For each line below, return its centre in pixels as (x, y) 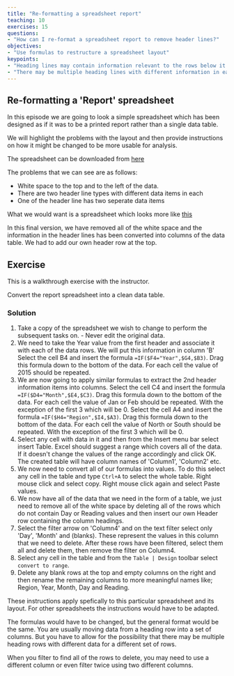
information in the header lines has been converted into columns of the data (116, 235)
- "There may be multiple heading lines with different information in (113, 72)
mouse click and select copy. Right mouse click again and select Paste (119, 484)
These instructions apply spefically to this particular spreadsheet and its (111, 601)
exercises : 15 (28, 27)
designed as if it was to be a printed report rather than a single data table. (113, 125)
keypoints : (23, 59)
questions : (23, 33)
